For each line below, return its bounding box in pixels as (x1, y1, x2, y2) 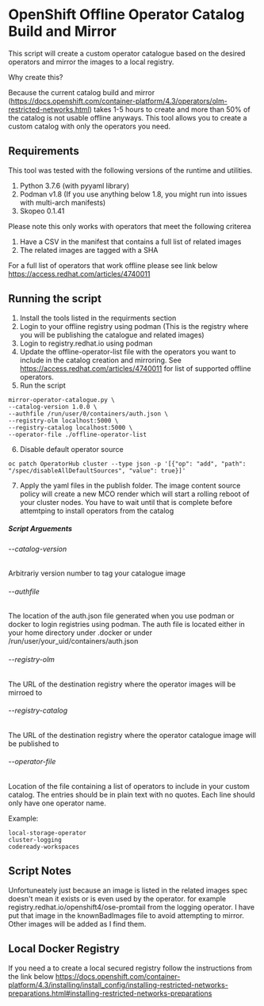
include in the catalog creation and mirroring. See (19, 355, 182, 365)
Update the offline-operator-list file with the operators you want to (19, 346, 236, 356)
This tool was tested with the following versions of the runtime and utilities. (8, 165, 253, 175)
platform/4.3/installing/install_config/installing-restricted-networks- (8, 980, 228, 989)
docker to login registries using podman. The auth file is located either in (8, 620, 246, 629)
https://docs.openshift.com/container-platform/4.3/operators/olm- (10, 96, 228, 105)
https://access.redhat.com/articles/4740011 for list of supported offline (19, 363, 251, 373)
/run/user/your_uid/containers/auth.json (8, 637, 139, 646)
